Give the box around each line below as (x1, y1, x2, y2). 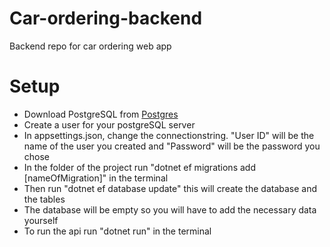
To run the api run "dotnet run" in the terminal (23, 225, 212, 237)
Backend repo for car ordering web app (9, 40, 172, 52)
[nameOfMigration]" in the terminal (23, 172, 169, 184)
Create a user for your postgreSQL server (23, 118, 196, 131)
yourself (23, 214, 59, 226)
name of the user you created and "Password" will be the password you (23, 140, 321, 152)
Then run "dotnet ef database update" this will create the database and (23, 182, 318, 194)
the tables (23, 193, 66, 205)
